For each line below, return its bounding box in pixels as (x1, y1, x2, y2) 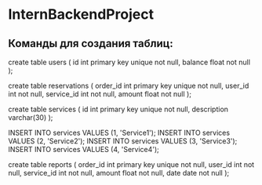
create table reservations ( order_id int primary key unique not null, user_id (8, 81, 249, 90)
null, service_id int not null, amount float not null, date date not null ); (8, 169, 230, 177)
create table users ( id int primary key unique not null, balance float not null (8, 57, 251, 67)
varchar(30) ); (8, 113, 53, 122)
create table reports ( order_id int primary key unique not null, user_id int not (8, 160, 255, 169)
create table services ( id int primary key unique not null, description (8, 104, 229, 114)
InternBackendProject (8, 5, 155, 24)
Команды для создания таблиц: (8, 37, 174, 50)
